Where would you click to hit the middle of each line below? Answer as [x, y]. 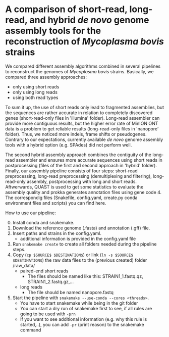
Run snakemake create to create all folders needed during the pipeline [84, 244]
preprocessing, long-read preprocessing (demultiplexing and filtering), [79, 176]
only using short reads [36, 86]
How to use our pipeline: [31, 213]
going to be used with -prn [48, 314]
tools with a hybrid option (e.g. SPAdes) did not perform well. [69, 145]
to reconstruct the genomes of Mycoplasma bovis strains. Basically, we [79, 71]
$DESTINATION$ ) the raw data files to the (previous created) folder [80, 260]
